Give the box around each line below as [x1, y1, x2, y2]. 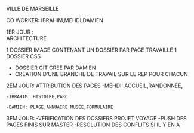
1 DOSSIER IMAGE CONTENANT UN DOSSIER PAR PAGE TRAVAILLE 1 [6, 46, 177, 53]
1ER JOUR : [6, 28, 34, 35]
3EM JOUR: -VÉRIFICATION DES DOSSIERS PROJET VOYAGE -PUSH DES [6, 115, 187, 122]
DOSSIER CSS [6, 53, 41, 59]
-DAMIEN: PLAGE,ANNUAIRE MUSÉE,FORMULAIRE [6, 104, 113, 110]
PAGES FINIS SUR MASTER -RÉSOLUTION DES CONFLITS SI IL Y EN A [6, 121, 180, 128]
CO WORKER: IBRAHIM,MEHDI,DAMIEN [6, 17, 103, 23]
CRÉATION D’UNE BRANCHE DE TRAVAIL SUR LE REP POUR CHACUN [14, 71, 188, 77]
